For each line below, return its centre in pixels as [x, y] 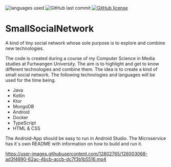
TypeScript [24, 123]
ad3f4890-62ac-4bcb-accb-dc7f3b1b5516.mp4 [56, 159]
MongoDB [23, 106]
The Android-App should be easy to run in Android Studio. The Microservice [86, 138]
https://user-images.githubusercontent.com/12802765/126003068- [77, 154]
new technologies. [25, 48]
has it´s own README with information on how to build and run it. [74, 143]
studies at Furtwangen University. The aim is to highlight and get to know [82, 64]
